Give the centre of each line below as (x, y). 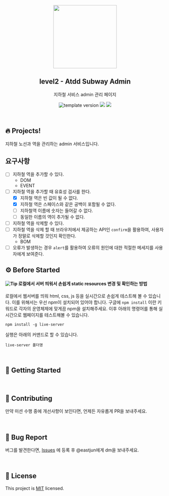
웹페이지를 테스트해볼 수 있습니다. (56, 315)
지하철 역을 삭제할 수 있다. (38, 223)
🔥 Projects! (23, 131)
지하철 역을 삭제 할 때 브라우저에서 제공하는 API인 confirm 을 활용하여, (81, 229)
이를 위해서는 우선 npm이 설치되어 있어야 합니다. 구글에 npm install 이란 (84, 302)
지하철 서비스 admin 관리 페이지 (85, 94)
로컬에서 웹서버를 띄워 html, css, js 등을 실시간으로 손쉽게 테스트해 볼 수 (76, 296)
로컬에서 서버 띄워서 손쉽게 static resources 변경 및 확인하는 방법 (83, 283)
